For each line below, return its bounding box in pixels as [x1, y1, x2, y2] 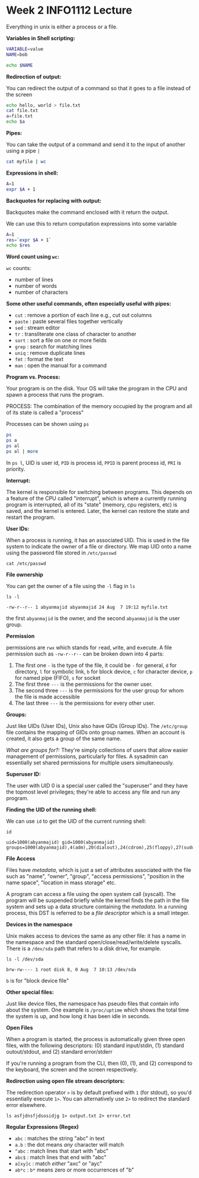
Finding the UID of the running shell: [6, 806, 97, 813]
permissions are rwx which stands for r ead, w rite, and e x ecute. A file [6, 644, 172, 651]
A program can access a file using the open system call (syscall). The [6, 890, 176, 897]
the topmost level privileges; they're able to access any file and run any [6, 788, 181, 795]
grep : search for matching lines [14, 343, 92, 350]
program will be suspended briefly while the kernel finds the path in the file [6, 897, 190, 904]
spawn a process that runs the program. [6, 391, 104, 399]
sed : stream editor [14, 324, 60, 332]
